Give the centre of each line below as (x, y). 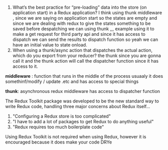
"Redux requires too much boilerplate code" (58, 127)
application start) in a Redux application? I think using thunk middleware (87, 13)
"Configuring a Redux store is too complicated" (62, 116)
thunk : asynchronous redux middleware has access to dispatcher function (83, 91)
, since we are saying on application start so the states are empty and (85, 18)
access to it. (25, 66)
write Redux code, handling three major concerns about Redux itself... (78, 106)
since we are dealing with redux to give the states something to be (81, 23)
